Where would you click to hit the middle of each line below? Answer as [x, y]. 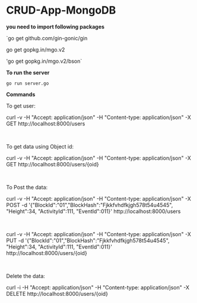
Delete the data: [26, 276]
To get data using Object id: [40, 146]
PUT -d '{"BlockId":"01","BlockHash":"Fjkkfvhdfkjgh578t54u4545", [88, 240]
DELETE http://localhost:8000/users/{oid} [57, 294]
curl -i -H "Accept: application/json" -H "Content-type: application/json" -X [98, 287]
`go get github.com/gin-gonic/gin [47, 38]
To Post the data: [27, 187]
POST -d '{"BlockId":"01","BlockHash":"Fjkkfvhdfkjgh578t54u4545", [90, 205]
